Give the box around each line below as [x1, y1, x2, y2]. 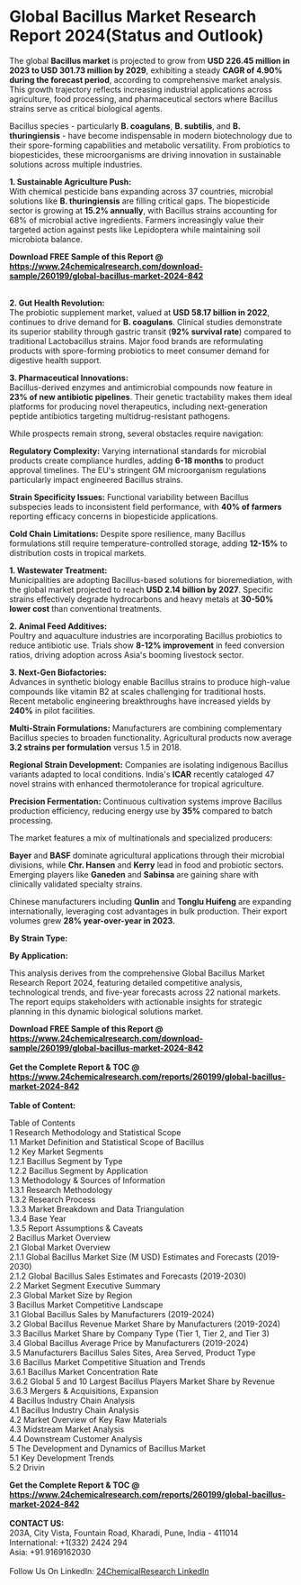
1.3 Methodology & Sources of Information [9, 1174, 166, 1186]
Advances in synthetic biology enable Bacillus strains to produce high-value [9, 676, 290, 687]
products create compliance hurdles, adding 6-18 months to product [9, 455, 264, 466]
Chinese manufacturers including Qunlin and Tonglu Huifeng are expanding [9, 896, 292, 906]
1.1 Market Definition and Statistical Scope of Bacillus [9, 1136, 205, 1147]
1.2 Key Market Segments [9, 1146, 104, 1157]
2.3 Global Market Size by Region [9, 1289, 133, 1300]
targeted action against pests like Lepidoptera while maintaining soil [9, 223, 261, 235]
